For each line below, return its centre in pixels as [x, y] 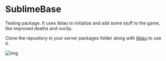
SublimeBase [33, 9]
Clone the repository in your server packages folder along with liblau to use [83, 38]
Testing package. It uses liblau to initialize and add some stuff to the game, [82, 23]
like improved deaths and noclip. [39, 28]
